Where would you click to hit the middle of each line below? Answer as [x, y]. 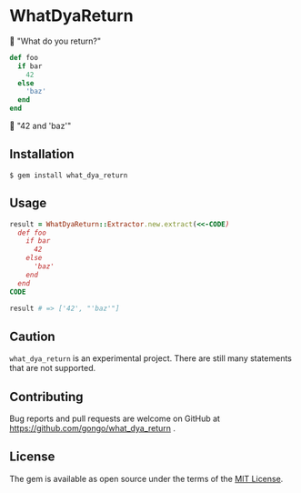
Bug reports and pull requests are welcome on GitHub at [115, 418]
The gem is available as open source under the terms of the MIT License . [146, 478]
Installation [42, 154]
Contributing [46, 397]
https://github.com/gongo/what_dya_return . [92, 428]
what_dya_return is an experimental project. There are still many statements [151, 358]
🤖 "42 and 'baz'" [40, 126]
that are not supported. [53, 368]
